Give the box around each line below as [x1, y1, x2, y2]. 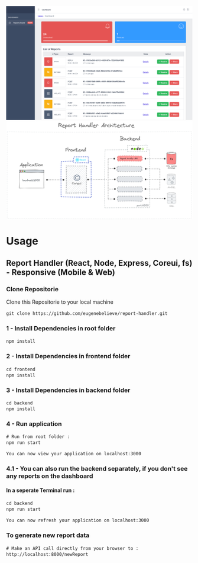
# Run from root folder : [6, 434, 70, 440]
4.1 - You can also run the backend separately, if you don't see [6, 465, 188, 473]
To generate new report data [6, 531, 90, 539]
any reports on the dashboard [6, 472, 93, 480]
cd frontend [6, 366, 35, 372]
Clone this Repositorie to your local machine [6, 298, 113, 305]
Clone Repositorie [6, 285, 59, 293]
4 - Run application [6, 420, 62, 428]
